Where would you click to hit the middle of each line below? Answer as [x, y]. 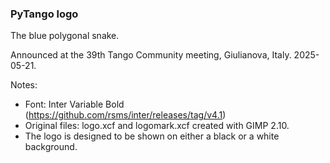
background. [51, 147]
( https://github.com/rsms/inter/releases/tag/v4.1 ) [125, 115]
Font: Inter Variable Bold [74, 104]
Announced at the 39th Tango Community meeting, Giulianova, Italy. [151, 55]
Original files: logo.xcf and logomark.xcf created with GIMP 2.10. [157, 126]
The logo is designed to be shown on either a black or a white [152, 136]
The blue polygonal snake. [65, 36]
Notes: [24, 85]
